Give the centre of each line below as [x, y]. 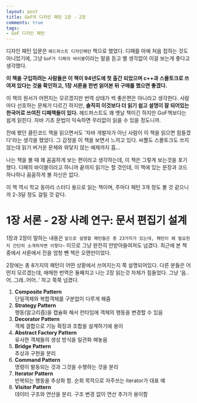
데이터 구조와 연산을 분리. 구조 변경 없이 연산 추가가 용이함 [81, 394]
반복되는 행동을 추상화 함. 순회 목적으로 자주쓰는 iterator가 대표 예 [90, 381]
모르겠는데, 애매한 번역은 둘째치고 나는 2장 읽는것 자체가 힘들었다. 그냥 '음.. [103, 273]
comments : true [25, 22]
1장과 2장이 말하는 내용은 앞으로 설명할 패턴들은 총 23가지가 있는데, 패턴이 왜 [91, 238]
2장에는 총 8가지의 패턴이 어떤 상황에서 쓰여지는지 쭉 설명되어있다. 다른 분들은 [96, 265]
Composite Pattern [38, 292]
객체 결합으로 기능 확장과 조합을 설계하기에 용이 [69, 326]
